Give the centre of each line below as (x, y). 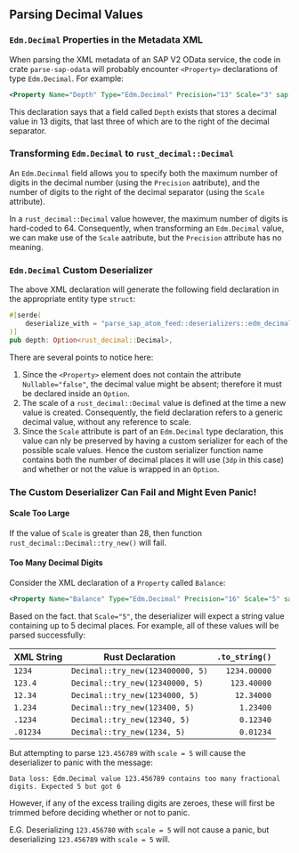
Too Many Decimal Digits (57, 563)
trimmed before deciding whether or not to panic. (100, 812)
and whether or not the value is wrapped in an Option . (121, 469)
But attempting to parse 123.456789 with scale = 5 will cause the (128, 752)
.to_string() (244, 657)
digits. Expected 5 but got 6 (65, 786)
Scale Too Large (40, 513)
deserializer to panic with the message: (81, 762)
